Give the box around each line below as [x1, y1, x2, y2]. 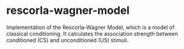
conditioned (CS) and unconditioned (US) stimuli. [6, 36, 129, 44]
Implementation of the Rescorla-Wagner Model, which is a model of [6, 24, 175, 31]
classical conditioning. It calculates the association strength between [6, 30, 179, 37]
